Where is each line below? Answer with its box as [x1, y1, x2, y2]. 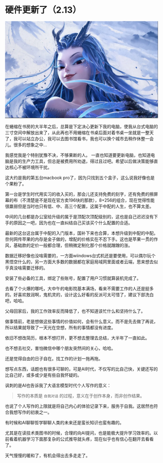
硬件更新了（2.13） [5, 4, 81, 16]
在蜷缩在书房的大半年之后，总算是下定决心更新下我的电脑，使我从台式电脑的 [5, 123, 158, 129]
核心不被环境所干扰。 [9, 164, 52, 170]
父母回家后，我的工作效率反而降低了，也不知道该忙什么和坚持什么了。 [5, 308, 146, 314]
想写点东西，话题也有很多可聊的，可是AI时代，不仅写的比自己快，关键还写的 [5, 366, 158, 372]
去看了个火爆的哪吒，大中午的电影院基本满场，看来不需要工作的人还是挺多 [5, 286, 154, 291]
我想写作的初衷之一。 [9, 409, 52, 415]
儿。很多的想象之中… [5, 142, 48, 148]
